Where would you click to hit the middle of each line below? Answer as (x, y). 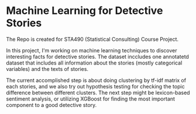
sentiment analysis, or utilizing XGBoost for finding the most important (91, 99)
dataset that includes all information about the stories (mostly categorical (94, 63)
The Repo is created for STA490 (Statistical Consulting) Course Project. (92, 39)
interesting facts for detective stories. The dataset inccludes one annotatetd (97, 56)
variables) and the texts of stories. (47, 69)
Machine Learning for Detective (85, 11)
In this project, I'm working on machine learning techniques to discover (92, 50)
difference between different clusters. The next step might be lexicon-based (98, 92)
